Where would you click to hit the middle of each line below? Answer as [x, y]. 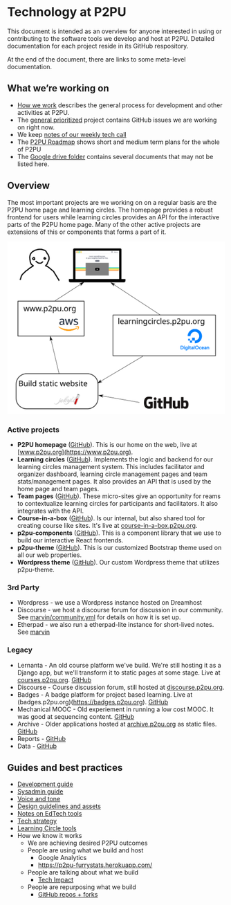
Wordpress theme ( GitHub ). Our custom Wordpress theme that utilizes [118, 563]
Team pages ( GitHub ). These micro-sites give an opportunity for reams [119, 496]
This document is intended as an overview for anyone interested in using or [114, 31]
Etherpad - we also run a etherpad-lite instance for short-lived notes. [115, 625]
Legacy [20, 650]
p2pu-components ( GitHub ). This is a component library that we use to [119, 533]
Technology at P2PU [67, 12]
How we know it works [49, 836]
